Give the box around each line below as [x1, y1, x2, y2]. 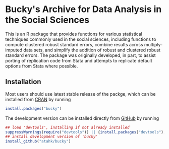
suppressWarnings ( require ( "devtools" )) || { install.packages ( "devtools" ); [5, 129, 166, 134]
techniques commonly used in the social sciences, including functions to [5, 36, 156, 42]
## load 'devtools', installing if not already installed [5, 125, 130, 130]
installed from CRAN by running [5, 96, 71, 102]
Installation [5, 78, 41, 86]
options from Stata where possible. [5, 63, 78, 69]
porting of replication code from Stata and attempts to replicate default [5, 57, 152, 63]
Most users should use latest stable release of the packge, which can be [5, 91, 156, 97]
